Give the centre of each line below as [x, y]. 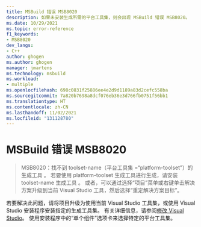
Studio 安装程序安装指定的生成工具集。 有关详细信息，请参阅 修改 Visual [95, 211]
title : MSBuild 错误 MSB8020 [42, 12]
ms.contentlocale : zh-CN [37, 107]
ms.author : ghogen [29, 62]
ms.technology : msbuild [36, 73]
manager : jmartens [29, 68]
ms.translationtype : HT [36, 101]
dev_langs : [20, 46]
